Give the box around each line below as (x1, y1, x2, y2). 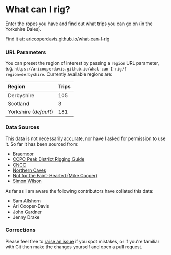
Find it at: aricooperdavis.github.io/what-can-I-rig (5, 36, 110, 42)
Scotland (8, 100, 30, 107)
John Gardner (12, 208, 42, 215)
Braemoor (12, 151, 34, 157)
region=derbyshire (5, 72, 44, 77)
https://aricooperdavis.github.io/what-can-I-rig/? (14, 66, 127, 72)
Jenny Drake (12, 214, 40, 220)
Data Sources (5, 124, 40, 131)
